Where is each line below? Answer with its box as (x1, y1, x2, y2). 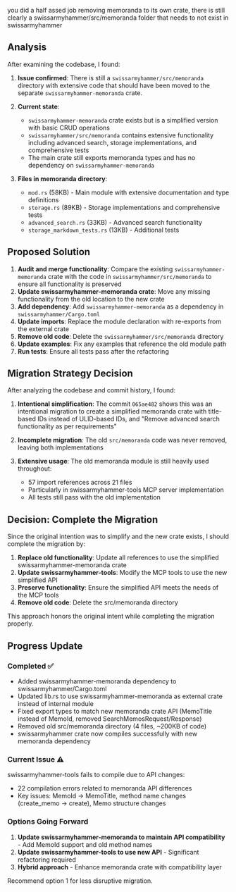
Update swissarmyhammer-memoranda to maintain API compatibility (17, 833, 225, 841)
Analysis (7, 42, 47, 54)
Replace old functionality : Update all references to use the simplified (17, 553, 220, 562)
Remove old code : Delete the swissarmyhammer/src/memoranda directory (17, 332, 224, 340)
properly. (7, 619, 34, 628)
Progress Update (7, 640, 83, 652)
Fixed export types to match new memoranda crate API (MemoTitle (17, 707, 213, 715)
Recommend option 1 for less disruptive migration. (7, 876, 153, 885)
